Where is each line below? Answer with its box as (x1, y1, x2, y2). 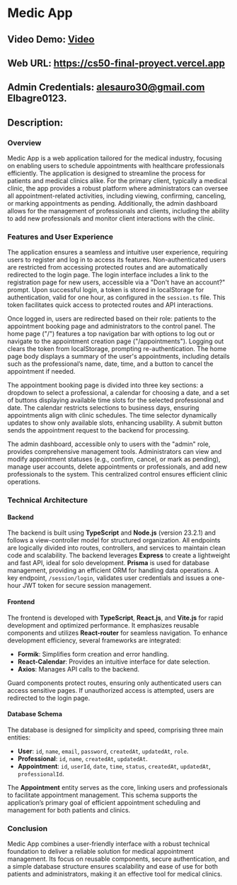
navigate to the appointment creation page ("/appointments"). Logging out (7, 337, 224, 345)
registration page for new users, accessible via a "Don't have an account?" (7, 278, 226, 286)
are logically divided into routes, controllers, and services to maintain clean (7, 544, 226, 552)
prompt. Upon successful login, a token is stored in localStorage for (7, 286, 204, 294)
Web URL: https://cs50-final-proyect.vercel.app (7, 57, 225, 69)
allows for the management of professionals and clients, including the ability (7, 207, 230, 216)
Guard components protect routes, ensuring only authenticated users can (7, 679, 221, 687)
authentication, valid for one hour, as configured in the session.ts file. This (7, 293, 226, 302)
